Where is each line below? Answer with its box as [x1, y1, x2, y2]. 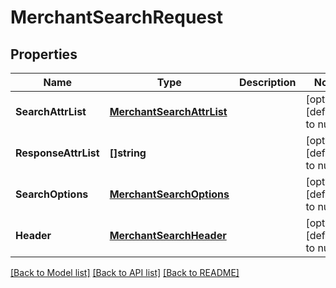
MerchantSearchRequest [10, 6, 223, 29]
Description [238, 76, 297, 89]
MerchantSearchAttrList [109, 105, 228, 118]
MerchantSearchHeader [109, 229, 227, 242]
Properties [10, 46, 78, 63]
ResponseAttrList [15, 146, 100, 160]
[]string [109, 146, 147, 160]
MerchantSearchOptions [109, 187, 230, 201]
